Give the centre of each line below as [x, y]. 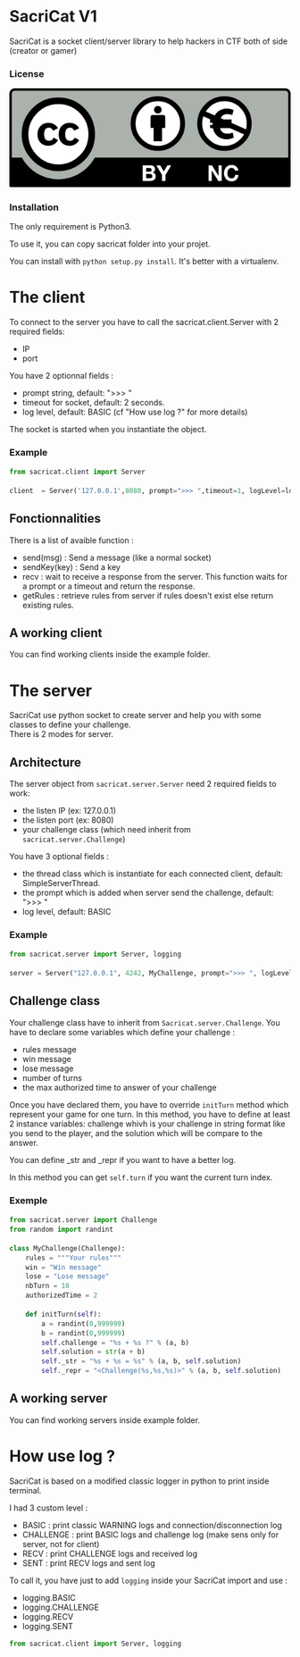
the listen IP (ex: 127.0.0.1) [69, 811]
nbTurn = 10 [47, 1286]
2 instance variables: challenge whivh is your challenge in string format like [147, 1124]
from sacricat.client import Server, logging [95, 1644]
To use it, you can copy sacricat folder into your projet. [110, 244]
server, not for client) [61, 1544]
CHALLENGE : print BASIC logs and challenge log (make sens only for [150, 1535]
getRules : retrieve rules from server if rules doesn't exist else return [148, 595]
